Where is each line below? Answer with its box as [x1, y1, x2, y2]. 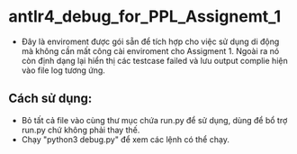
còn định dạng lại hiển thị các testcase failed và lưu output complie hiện [21, 55, 289, 66]
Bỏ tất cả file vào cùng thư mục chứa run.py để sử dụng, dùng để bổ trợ [21, 114, 288, 125]
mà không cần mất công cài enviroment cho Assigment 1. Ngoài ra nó [21, 45, 280, 56]
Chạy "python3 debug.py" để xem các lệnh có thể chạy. [21, 133, 230, 145]
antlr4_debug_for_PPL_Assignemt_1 [8, 6, 282, 27]
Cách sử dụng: [8, 91, 93, 106]
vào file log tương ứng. [21, 65, 105, 76]
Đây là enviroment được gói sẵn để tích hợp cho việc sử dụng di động [21, 36, 280, 47]
